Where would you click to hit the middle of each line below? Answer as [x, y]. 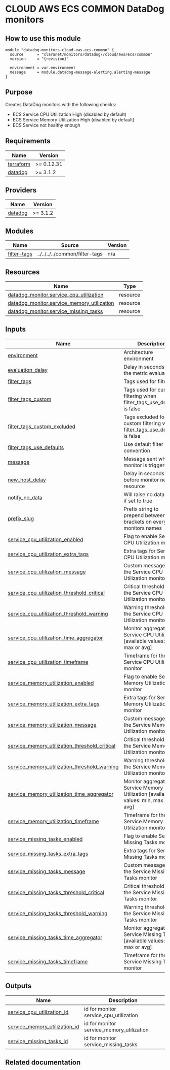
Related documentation [43, 1063]
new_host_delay [27, 479]
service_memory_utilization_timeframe [53, 821]
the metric [136, 373]
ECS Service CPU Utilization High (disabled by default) [69, 114]
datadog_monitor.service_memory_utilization [61, 303]
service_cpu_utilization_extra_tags [48, 554]
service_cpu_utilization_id [38, 1012]
